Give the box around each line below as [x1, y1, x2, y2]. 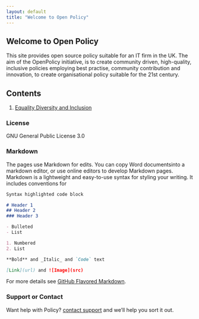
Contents [6, 88, 42, 98]
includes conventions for [6, 180, 67, 187]
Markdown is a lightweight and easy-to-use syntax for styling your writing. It [6, 173, 193, 180]
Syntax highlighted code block [6, 191, 84, 197]
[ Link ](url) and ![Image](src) [6, 267, 84, 273]
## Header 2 [6, 208, 36, 214]
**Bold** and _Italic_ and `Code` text [6, 257, 105, 262]
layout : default [6, 8, 46, 15]
